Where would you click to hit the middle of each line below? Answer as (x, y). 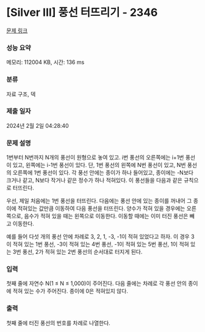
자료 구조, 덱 (21, 94)
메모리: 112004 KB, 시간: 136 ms (45, 62)
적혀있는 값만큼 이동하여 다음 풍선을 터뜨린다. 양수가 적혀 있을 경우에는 (101, 208)
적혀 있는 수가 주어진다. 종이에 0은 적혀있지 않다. (70, 291)
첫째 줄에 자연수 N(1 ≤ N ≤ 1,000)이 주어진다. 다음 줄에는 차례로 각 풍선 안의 (97, 283)
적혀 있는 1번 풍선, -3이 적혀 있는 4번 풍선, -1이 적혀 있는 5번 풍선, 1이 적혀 (101, 244)
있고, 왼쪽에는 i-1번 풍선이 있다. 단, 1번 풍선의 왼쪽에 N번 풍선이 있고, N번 (99, 165)
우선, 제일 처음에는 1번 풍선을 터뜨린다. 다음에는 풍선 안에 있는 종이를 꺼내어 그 (99, 201)
